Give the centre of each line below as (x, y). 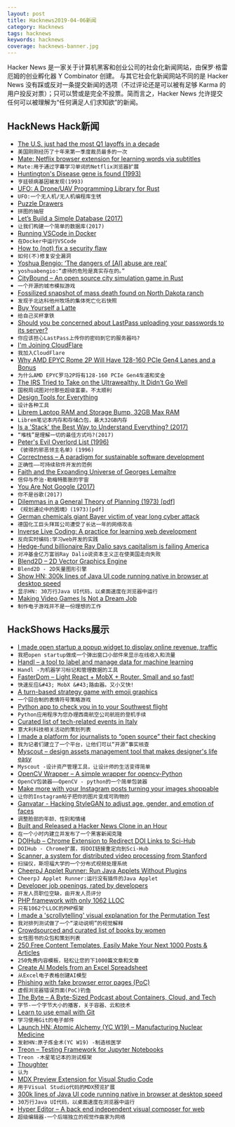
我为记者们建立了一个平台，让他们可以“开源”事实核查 (83, 744)
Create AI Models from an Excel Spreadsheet (82, 967)
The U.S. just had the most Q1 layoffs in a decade (88, 144)
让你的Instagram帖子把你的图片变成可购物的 (73, 797)
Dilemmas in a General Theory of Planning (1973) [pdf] (96, 501)
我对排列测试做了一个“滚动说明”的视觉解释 (70, 923)
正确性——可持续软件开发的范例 (55, 465)
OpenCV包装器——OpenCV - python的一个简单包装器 (82, 782)
